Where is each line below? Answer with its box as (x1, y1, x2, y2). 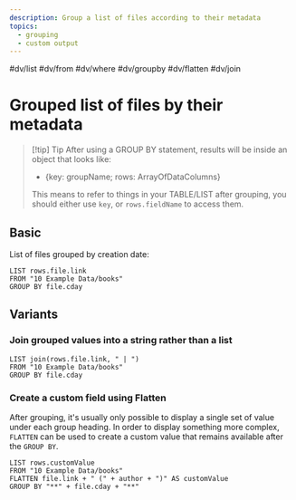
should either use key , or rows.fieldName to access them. (31, 198, 244, 209)
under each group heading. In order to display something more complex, (9, 421, 280, 432)
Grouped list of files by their (9, 95, 224, 116)
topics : (9, 22, 39, 31)
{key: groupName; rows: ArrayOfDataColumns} (44, 171, 222, 182)
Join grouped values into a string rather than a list (9, 334, 233, 347)
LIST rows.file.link (9, 266, 88, 275)
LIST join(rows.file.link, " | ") (9, 354, 140, 363)
